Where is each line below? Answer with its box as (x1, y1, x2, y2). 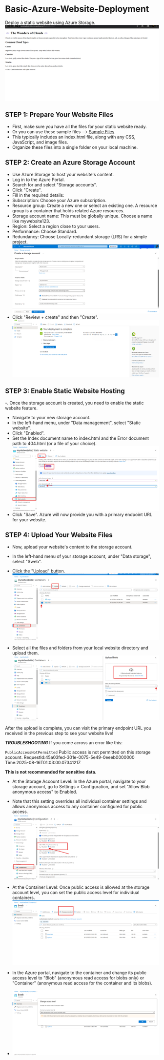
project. (12, 239, 28, 245)
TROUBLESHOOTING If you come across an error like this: (5, 739, 123, 745)
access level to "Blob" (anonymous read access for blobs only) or (12, 975, 144, 981)
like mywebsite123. (12, 218, 50, 224)
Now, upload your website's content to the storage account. (12, 544, 133, 550)
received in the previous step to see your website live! (5, 730, 114, 736)
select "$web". (12, 558, 42, 564)
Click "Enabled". (12, 430, 45, 436)
